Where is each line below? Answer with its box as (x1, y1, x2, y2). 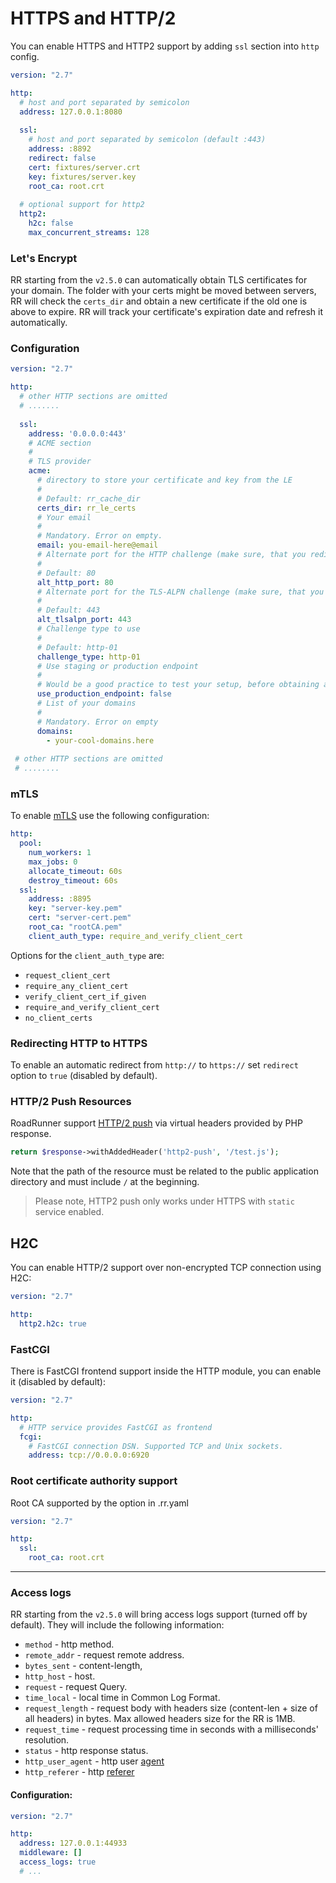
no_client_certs (24, 1013, 93, 1023)
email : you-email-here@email (36, 540, 159, 551)
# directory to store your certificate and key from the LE (36, 475, 293, 486)
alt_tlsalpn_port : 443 (36, 615, 132, 625)
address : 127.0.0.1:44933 (19, 1838, 128, 1849)
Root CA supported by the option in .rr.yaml (10, 1497, 189, 1509)
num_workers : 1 (28, 848, 92, 858)
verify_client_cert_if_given (24, 992, 147, 1002)
